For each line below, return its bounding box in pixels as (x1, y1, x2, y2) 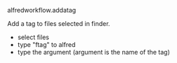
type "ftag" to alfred (17, 41, 76, 48)
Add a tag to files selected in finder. (7, 20, 110, 27)
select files (17, 33, 49, 41)
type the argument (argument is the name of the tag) (17, 48, 171, 56)
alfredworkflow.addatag (7, 6, 77, 14)
